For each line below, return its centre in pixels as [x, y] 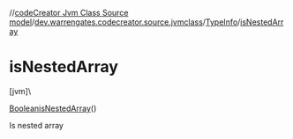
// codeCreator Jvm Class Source [69, 13]
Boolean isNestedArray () [53, 108]
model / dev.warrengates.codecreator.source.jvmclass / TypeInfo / [125, 22]
